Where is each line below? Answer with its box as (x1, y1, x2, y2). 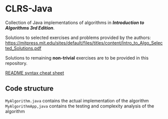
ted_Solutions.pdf (5, 45, 42, 51)
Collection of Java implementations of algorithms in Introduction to (5, 19, 144, 25)
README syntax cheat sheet (5, 69, 64, 75)
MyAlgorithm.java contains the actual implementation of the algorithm (5, 97, 149, 103)
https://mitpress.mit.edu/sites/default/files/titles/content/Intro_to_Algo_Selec (5, 39, 163, 45)
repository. (5, 60, 28, 66)
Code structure (5, 84, 54, 93)
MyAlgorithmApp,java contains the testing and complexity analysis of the (5, 103, 154, 109)
